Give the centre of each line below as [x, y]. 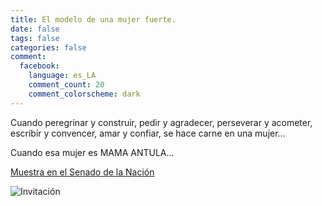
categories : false [48, 47]
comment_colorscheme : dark [84, 94]
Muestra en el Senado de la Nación [82, 172]
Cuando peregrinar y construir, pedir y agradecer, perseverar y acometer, [161, 122]
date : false [35, 29]
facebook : [39, 66]
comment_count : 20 [66, 85]
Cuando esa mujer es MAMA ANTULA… [92, 152]
